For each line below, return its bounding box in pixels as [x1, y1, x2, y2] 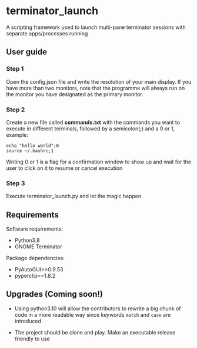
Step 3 [6, 179, 25, 187]
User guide [6, 47, 47, 57]
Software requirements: [6, 225, 64, 232]
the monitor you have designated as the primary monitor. [6, 90, 144, 98]
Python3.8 [14, 237, 40, 244]
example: [6, 131, 28, 138]
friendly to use [14, 335, 50, 342]
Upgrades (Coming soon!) [6, 289, 103, 299]
